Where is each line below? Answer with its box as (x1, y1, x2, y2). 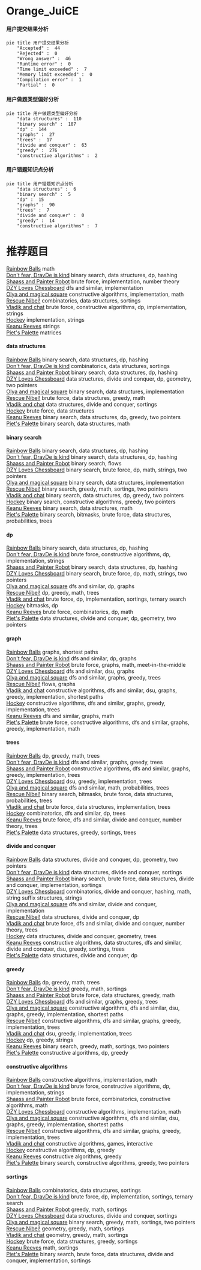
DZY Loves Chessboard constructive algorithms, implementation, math (6, 1108, 181, 1115)
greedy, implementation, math (6, 725, 80, 732)
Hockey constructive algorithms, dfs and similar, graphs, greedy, (6, 699, 166, 707)
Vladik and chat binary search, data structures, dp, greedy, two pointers (6, 492, 184, 499)
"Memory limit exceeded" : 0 (17, 72, 93, 78)
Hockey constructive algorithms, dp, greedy (6, 1147, 115, 1154)
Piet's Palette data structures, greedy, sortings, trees (6, 829, 137, 836)
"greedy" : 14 (17, 218, 55, 224)
